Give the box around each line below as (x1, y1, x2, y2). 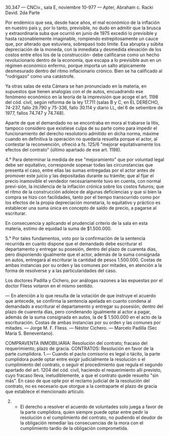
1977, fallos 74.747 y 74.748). (5, 110, 65, 116)
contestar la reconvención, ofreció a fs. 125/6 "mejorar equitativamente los (5, 141, 161, 147)
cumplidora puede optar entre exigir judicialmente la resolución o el (5, 356, 145, 362)
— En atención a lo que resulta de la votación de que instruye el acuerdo (5, 293, 156, 298)
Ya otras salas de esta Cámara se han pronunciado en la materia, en (5, 83, 147, 89)
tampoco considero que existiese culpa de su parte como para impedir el (5, 125, 157, 131)
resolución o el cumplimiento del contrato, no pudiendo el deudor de (20, 415, 163, 420)
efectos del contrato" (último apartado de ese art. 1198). (5, 147, 122, 152)
